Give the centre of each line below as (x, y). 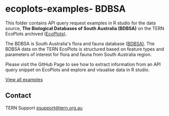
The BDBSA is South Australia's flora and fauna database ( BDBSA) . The (80, 43)
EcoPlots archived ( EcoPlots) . (36, 34)
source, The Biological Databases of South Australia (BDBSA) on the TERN (85, 28)
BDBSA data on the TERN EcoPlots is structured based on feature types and (85, 49)
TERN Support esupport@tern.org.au (44, 108)
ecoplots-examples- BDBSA (65, 9)
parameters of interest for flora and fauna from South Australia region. (79, 54)
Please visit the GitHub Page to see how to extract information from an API (83, 64)
